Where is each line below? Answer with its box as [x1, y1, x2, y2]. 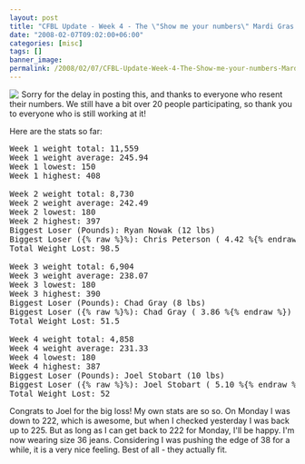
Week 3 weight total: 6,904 [9, 261, 134, 271]
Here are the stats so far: [9, 125, 103, 136]
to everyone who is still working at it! [9, 108, 147, 119]
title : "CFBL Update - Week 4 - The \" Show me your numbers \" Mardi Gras [9, 22, 295, 31]
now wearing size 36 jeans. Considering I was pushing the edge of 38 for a [9, 434, 290, 445]
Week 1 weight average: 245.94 [9, 152, 149, 163]
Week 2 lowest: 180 [9, 206, 96, 217]
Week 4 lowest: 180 [9, 351, 96, 362]
